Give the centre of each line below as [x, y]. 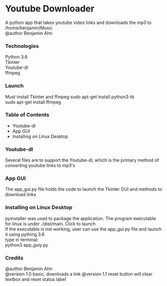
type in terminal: [22, 240]
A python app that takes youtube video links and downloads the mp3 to [79, 22]
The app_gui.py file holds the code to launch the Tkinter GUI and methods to [83, 189]
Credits [14, 258]
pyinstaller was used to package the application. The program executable [81, 218]
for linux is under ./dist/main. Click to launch [50, 224]
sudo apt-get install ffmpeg [33, 102]
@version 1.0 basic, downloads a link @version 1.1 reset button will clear [79, 274]
